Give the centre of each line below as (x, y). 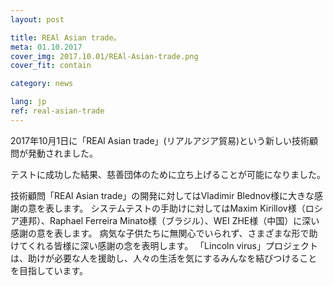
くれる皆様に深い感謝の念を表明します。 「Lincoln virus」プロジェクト (172, 245)
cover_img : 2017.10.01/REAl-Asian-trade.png (104, 56)
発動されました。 (62, 153)
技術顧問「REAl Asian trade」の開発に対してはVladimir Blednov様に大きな (162, 195)
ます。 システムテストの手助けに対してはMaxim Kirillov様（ (184, 208)
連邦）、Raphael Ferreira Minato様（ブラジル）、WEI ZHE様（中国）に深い (169, 220)
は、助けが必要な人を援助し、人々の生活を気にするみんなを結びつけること (164, 258)
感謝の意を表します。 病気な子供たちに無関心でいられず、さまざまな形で (160, 233)
